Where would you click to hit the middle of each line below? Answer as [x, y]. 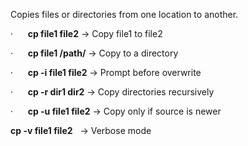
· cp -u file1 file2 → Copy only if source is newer [116, 111]
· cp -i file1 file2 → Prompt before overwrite [106, 72]
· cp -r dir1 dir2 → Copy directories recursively [112, 92]
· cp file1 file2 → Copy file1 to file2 [86, 33]
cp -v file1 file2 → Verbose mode [81, 130]
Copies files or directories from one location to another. [124, 14]
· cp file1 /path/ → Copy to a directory [94, 53]
